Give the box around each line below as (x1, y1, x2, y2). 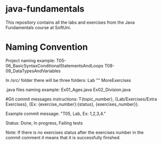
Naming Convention (5, 42, 88, 53)
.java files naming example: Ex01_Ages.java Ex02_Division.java (5, 86, 131, 93)
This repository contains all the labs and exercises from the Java (5, 19, 135, 25)
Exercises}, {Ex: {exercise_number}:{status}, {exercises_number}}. (5, 101, 139, 107)
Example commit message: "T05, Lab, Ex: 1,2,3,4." (5, 111, 106, 116)
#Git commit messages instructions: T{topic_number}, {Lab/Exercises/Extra (5, 96, 157, 102)
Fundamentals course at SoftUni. (5, 24, 72, 30)
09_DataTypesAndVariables (5, 68, 61, 74)
